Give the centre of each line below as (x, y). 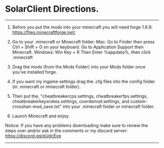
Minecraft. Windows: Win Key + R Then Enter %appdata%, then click (82, 52)
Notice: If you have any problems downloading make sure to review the (76, 125)
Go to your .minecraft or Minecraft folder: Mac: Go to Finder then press (83, 42)
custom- (139, 101)
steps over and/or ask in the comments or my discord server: (66, 130)
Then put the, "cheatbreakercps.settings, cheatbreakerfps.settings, (80, 96)
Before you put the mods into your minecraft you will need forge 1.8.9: (82, 27)
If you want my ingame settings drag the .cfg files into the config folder (83, 81)
